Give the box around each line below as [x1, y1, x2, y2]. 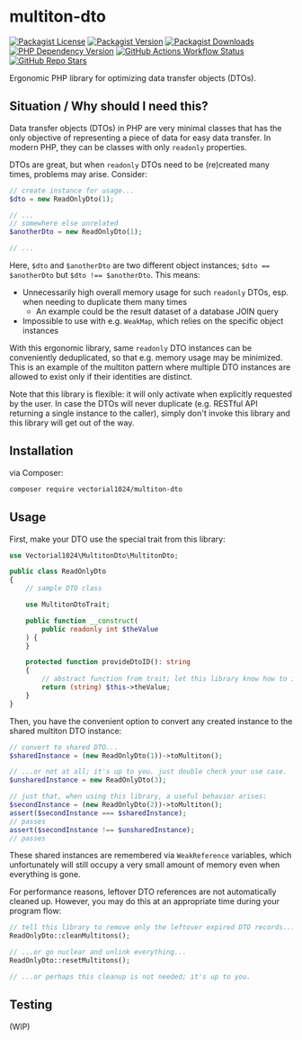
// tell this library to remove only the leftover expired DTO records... [9, 923, 296, 932]
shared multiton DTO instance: [9, 725, 122, 736]
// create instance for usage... [9, 186, 135, 195]
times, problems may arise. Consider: [9, 168, 148, 179]
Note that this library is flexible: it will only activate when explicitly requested [9, 389, 292, 399]
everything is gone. [9, 869, 81, 880]
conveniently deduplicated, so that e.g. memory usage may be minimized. [9, 353, 283, 363]
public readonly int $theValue [41, 624, 159, 633]
